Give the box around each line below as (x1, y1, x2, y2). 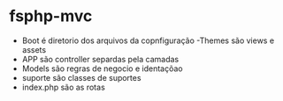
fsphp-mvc (9, 6, 93, 26)
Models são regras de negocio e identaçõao (21, 63, 183, 74)
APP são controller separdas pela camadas (21, 54, 180, 64)
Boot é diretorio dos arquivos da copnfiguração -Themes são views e (21, 35, 275, 46)
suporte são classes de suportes (21, 72, 141, 83)
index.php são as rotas (21, 82, 106, 92)
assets (21, 44, 47, 54)
